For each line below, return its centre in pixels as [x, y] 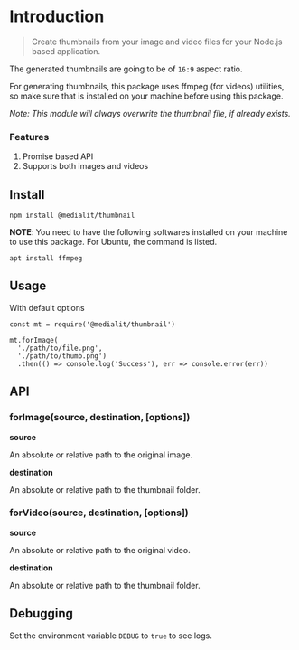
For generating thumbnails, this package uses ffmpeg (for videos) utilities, [147, 86]
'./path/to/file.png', [60, 348]
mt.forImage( [34, 340]
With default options [47, 307]
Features [29, 137]
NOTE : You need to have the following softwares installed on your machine [149, 232]
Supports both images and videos [85, 166]
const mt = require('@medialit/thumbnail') [93, 324]
